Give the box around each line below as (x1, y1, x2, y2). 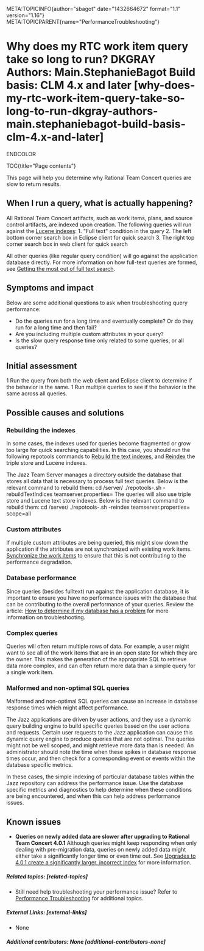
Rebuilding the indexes (6, 426, 76, 434)
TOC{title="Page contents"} (6, 162, 76, 170)
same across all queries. (6, 390, 68, 397)
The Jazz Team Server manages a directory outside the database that (6, 471, 181, 478)
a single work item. (6, 668, 54, 676)
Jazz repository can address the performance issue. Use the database (6, 780, 184, 787)
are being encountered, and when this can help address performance (6, 792, 181, 800)
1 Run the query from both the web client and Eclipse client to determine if (6, 377, 192, 384)
